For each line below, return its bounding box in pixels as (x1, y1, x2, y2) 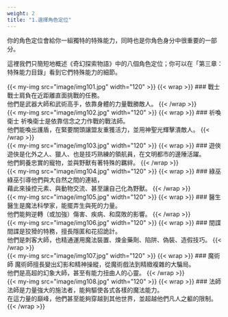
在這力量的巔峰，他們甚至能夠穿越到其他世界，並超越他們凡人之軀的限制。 (7, 294, 217, 303)
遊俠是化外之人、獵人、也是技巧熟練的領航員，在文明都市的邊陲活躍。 (7, 150, 205, 158)
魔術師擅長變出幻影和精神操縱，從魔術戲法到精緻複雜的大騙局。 (14, 260, 195, 268)
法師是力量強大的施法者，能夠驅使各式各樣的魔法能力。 (7, 285, 163, 294)
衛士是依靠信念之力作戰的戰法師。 (32, 117, 129, 125)
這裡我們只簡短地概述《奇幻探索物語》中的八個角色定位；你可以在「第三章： (7, 59, 223, 67)
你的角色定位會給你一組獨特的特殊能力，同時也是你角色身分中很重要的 (7, 36, 205, 45)
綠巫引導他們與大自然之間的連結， (7, 176, 103, 184)
